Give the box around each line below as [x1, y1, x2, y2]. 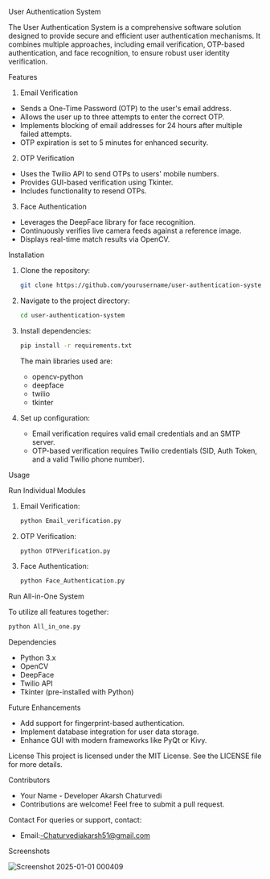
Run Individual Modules [8, 485, 86, 495]
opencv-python [31, 371, 84, 381]
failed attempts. [19, 129, 72, 139]
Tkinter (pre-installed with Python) [19, 687, 134, 697]
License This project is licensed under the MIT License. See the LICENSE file [8, 751, 262, 761]
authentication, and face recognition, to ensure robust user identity [8, 48, 231, 57]
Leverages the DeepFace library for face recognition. [19, 218, 195, 226]
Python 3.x [19, 653, 56, 663]
